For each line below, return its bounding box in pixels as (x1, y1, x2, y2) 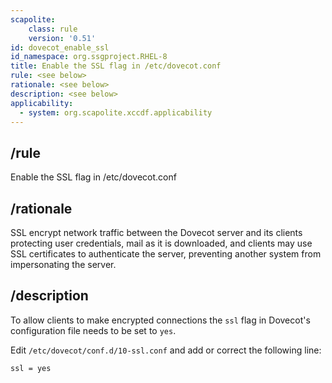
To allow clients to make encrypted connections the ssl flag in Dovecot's (10, 314, 311, 326)
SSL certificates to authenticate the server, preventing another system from (10, 248, 322, 260)
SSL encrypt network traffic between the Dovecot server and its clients (10, 227, 303, 238)
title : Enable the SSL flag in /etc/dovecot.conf (10, 61, 222, 71)
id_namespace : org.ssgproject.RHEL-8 (10, 52, 168, 62)
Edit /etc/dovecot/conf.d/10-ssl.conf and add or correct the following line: (10, 344, 322, 356)
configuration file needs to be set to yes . (10, 324, 177, 336)
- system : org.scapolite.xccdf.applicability (19, 107, 213, 118)
